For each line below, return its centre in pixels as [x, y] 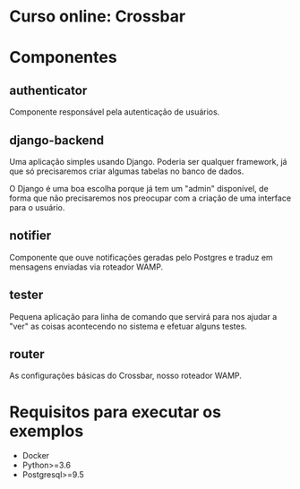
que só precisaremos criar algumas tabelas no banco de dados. [127, 171]
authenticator [48, 90]
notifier [30, 236]
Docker [36, 456]
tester [26, 295]
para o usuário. [37, 207]
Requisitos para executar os [116, 412]
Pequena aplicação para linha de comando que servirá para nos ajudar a [143, 316]
